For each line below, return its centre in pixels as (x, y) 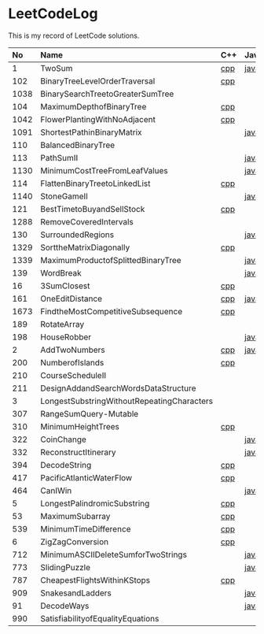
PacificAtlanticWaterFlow (86, 477)
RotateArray (62, 324)
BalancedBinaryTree (78, 145)
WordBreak (61, 273)
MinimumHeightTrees (80, 426)
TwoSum (57, 68)
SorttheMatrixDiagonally (85, 247)
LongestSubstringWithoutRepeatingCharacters (127, 401)
